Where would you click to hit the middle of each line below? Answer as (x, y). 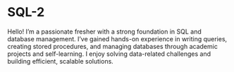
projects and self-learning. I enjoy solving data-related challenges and (109, 54)
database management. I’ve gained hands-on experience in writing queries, (117, 38)
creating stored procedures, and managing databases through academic (113, 46)
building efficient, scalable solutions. (61, 61)
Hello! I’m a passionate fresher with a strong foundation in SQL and (105, 31)
